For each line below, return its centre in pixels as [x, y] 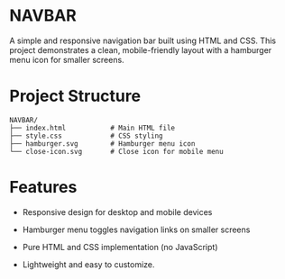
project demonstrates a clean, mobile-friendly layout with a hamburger [141, 49]
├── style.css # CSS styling [87, 136]
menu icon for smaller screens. [67, 59]
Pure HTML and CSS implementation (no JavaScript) [120, 247]
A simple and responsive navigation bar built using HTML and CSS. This [143, 40]
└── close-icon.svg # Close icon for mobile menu [116, 151]
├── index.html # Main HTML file [92, 128]
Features [43, 188]
